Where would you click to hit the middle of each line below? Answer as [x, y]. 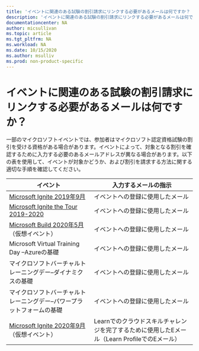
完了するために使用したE [140, 330]
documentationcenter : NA [37, 23]
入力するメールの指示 [142, 186]
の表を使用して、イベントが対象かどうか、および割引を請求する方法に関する [99, 162]
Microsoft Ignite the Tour [44, 207]
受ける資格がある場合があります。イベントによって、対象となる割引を [101, 147]
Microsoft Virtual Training [44, 244]
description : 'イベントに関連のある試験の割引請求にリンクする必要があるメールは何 [97, 17]
